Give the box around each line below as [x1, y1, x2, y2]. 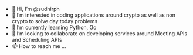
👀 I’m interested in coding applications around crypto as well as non [11, 12, 176, 19]
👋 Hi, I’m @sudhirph [11, 6, 60, 12]
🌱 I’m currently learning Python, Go [11, 24, 97, 31]
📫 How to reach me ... [11, 43, 66, 49]
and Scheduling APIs [11, 36, 63, 43]
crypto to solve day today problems [11, 18, 98, 24]
